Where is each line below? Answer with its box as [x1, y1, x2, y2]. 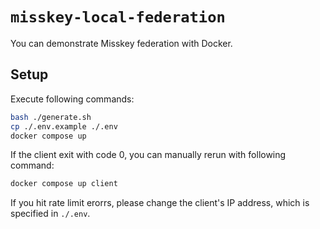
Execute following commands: [10, 93, 135, 105]
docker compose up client [10, 179, 118, 189]
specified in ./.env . [10, 208, 91, 220]
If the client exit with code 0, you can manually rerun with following [10, 149, 287, 161]
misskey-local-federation [10, 8, 226, 27]
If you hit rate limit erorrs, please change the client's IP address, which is [10, 197, 310, 209]
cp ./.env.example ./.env [10, 121, 118, 132]
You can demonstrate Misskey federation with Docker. [10, 37, 233, 49]
